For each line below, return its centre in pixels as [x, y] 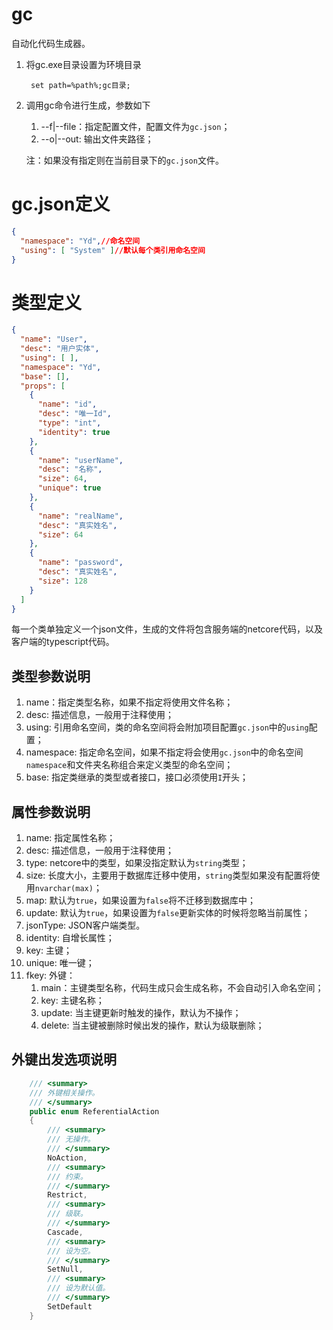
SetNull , [65, 1269]
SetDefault [70, 1306]
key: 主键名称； [72, 1000]
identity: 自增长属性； [70, 938]
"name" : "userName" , [80, 460]
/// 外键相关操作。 [64, 1093]
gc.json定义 [61, 204]
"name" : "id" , [67, 404]
